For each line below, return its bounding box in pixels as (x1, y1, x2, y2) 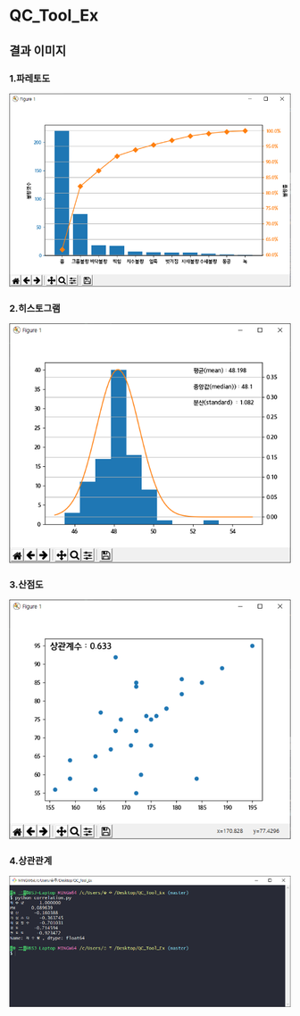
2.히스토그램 (9, 302, 61, 314)
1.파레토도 (9, 72, 51, 85)
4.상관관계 (9, 854, 53, 867)
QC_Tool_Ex (9, 5, 99, 26)
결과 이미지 (9, 43, 67, 58)
